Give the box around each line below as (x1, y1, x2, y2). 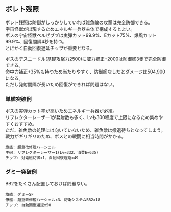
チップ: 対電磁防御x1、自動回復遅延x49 (5, 155, 79, 161)
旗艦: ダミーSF (5, 192, 34, 197)
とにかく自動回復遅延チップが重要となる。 (5, 45, 95, 51)
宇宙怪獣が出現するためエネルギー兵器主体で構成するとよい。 (5, 26, 135, 32)
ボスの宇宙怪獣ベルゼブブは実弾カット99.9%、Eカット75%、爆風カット (5, 32, 157, 38)
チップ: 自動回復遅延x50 (5, 203, 51, 208)
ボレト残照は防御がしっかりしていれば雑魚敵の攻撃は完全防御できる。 (5, 19, 153, 26)
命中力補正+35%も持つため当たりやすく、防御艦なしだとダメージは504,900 (5, 68, 166, 75)
